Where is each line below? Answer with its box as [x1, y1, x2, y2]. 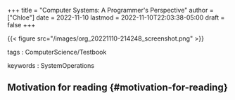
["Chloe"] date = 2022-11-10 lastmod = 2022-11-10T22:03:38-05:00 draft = [7, 13, 225, 22]
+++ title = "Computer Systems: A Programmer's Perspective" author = [7, 6, 214, 14]
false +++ [7, 21, 36, 29]
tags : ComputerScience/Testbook [7, 48, 107, 56]
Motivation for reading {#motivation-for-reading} [7, 82, 229, 94]
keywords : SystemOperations [7, 62, 95, 69]
